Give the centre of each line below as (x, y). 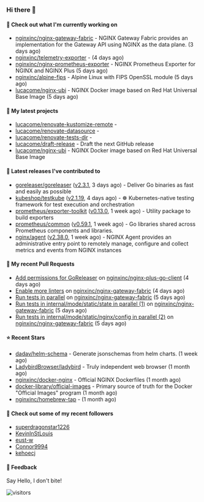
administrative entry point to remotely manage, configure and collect (102, 243)
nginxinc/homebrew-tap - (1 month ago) (66, 399)
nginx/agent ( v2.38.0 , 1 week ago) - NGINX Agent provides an (93, 237)
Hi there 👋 (21, 10)
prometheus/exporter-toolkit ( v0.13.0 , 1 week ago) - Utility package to (103, 210)
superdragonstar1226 (42, 427)
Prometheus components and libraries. (64, 230)
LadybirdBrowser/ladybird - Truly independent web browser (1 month (102, 366)
